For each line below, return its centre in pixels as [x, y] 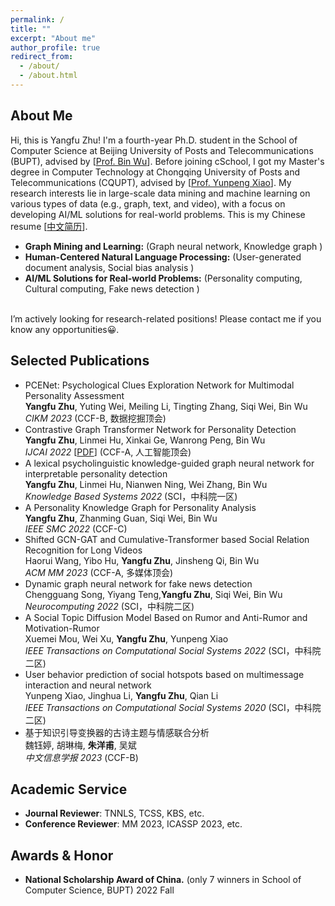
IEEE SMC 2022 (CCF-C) [76, 528]
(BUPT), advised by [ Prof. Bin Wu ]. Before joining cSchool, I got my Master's [167, 161]
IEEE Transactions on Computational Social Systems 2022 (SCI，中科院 [173, 650]
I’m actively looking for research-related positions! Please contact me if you [166, 318]
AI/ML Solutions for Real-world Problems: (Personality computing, [163, 278]
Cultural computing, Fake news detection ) [112, 288]
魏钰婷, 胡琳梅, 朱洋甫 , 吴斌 [80, 745]
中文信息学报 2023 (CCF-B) [81, 757]
